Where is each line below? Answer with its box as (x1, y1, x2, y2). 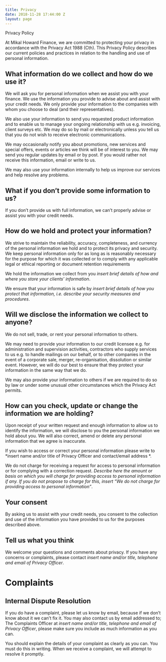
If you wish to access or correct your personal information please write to (5, 448, 155, 454)
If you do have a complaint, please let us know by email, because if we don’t (5, 610, 161, 616)
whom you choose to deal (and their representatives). (5, 106, 115, 112)
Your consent (5, 498, 48, 507)
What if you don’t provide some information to (5, 186, 151, 195)
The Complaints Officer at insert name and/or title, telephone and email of (5, 620, 157, 626)
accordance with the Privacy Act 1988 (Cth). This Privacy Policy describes (5, 45, 157, 51)
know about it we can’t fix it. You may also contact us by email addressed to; (5, 615, 162, 621)
